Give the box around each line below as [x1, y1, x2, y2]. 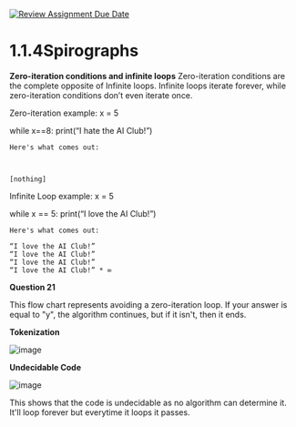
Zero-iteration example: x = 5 [9, 107, 119, 118]
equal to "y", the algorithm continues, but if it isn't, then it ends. [9, 309, 247, 320]
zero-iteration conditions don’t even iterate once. [9, 89, 193, 100]
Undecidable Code [9, 361, 82, 372]
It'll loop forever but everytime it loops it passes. [9, 406, 190, 418]
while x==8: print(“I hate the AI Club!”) [9, 125, 153, 136]
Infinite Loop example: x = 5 [9, 190, 114, 201]
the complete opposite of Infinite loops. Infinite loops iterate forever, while [9, 80, 287, 91]
